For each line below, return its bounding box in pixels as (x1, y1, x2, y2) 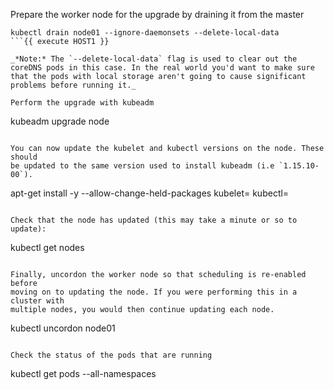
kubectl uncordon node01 (10, 322, 116, 334)
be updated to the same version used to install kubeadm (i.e (10, 161, 275, 171)
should (10, 152, 38, 162)
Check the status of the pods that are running (10, 350, 213, 360)
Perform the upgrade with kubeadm (10, 98, 155, 108)
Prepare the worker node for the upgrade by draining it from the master (10, 9, 305, 20)
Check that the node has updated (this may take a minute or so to (10, 215, 298, 225)
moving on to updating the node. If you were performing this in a (10, 287, 298, 297)
